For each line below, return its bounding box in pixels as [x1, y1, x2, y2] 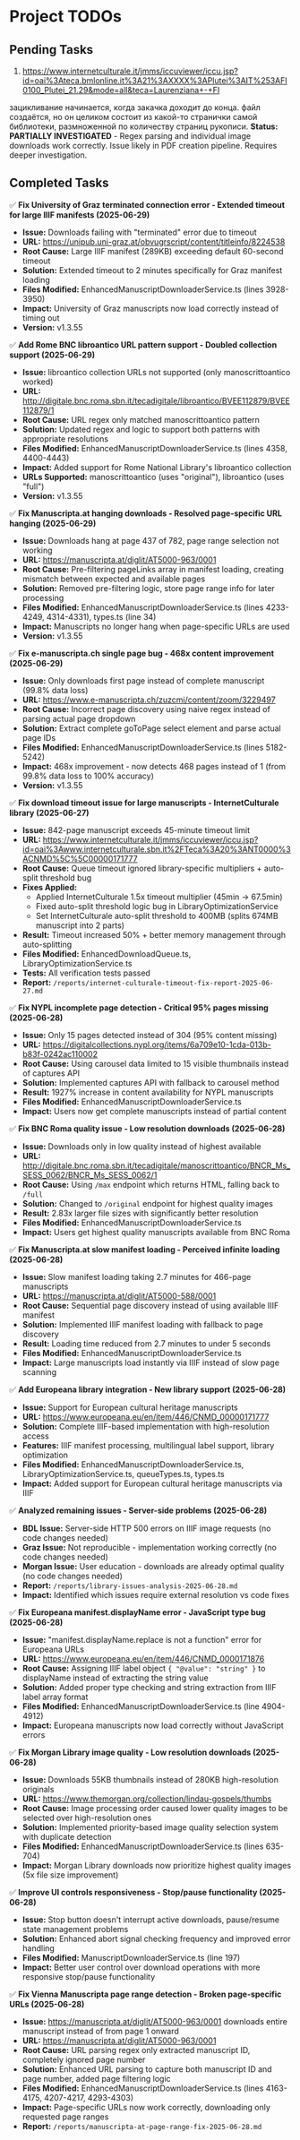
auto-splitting [21, 939, 73, 950]
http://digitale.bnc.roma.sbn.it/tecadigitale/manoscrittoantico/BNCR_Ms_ [21, 1160, 291, 1171]
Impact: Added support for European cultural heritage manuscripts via [21, 1478, 283, 1489]
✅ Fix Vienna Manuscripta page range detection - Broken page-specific [9, 1989, 282, 1999]
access [21, 1431, 49, 1441]
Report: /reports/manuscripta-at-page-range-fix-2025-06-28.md [21, 2120, 262, 2131]
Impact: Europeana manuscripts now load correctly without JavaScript [21, 1720, 284, 1731]
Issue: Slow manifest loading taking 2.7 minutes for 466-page [21, 1271, 252, 1282]
